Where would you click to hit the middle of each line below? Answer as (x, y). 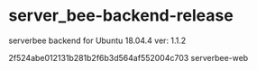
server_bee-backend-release (121, 16)
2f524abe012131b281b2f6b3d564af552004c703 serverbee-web (128, 57)
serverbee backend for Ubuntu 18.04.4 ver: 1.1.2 (97, 40)
